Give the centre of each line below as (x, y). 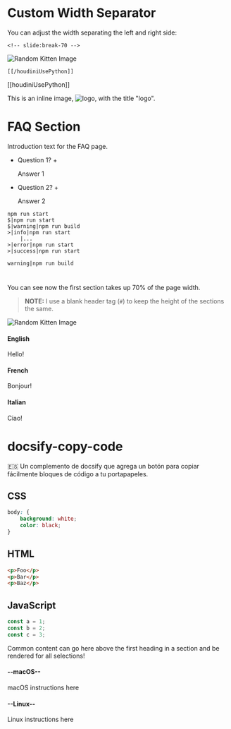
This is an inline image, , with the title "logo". (81, 98)
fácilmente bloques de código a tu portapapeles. (78, 474)
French (18, 370)
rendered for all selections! (46, 656)
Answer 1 (31, 174)
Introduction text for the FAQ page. (57, 146)
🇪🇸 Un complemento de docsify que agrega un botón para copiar (103, 466)
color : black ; (40, 526)
